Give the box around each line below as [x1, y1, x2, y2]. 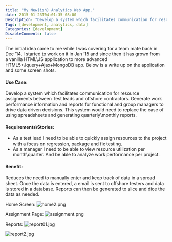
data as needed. [5, 191, 40, 197]
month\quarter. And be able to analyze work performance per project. [12, 152, 160, 158]
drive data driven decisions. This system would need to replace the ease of [5, 107, 164, 113]
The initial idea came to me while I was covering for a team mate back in [5, 46, 158, 51]
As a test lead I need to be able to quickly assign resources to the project [12, 135, 167, 142]
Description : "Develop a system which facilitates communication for [5, 17, 157, 22]
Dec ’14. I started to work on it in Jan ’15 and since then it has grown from [5, 51, 160, 57]
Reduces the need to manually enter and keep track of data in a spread [5, 175, 155, 181]
